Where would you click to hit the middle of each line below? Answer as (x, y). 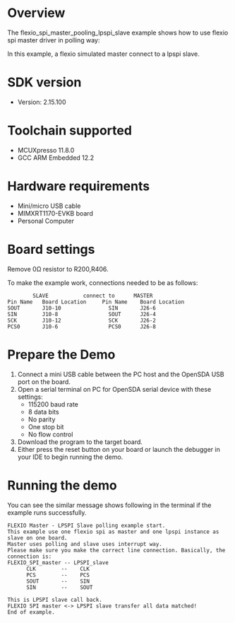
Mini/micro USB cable (49, 206)
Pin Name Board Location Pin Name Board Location (96, 302)
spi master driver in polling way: (54, 40)
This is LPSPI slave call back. (55, 600)
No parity (42, 419)
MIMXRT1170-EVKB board (55, 213)
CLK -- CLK (58, 569)
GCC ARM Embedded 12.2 (55, 158)
